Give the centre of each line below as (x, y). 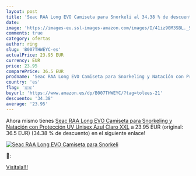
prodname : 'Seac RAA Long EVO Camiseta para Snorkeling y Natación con (95, 77)
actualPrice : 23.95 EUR (35, 55)
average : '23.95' (27, 104)
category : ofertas (28, 39)
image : (14, 28)
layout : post (22, 11)
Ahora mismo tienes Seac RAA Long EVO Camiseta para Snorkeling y (89, 120)
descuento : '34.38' (30, 98)
